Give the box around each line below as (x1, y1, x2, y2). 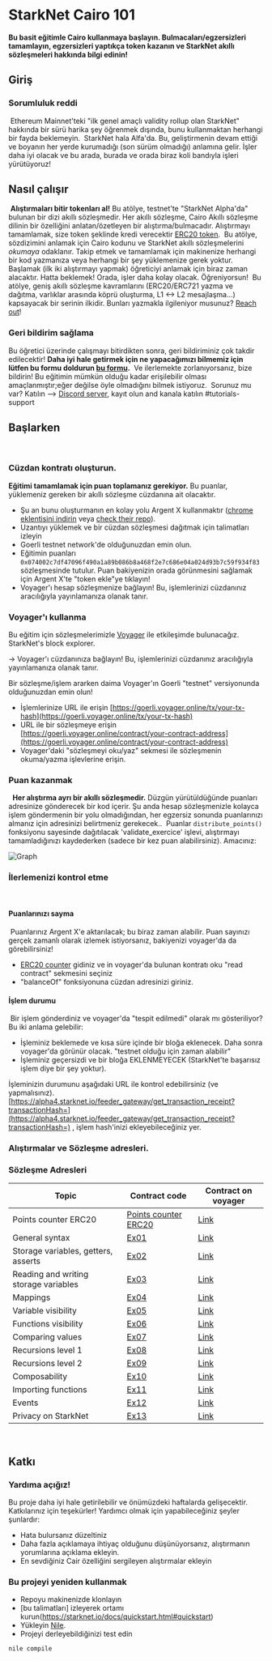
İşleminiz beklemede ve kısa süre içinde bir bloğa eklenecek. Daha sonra (19, 1038, 263, 1048)
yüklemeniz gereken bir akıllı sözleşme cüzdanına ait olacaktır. (8, 489, 216, 499)
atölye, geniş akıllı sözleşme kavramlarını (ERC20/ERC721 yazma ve (8, 281, 233, 291)
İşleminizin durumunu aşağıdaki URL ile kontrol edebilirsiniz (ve (8, 1080, 219, 1089)
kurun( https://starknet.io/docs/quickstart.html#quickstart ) (19, 1612, 214, 1621)
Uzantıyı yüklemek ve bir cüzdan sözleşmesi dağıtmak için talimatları (19, 522, 249, 532)
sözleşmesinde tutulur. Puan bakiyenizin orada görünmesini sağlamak (19, 565, 253, 575)
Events (12, 1397, 39, 1408)
